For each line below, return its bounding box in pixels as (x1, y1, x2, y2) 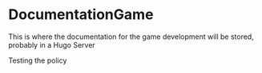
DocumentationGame (8, 6, 154, 24)
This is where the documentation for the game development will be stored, (8, 32, 254, 41)
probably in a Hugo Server (8, 40, 96, 49)
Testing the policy (8, 56, 67, 65)
